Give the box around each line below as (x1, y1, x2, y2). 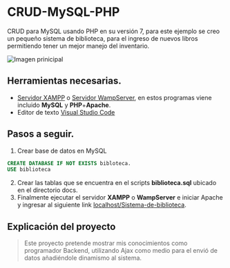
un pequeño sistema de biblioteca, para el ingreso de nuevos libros (7, 34, 198, 42)
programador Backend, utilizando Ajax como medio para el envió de (23, 247, 218, 255)
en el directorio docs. (17, 186, 78, 194)
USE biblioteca (7, 166, 51, 173)
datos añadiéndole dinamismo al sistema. (23, 253, 142, 262)
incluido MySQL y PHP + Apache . (17, 101, 111, 109)
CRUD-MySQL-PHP (7, 4, 120, 20)
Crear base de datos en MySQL (17, 146, 107, 155)
